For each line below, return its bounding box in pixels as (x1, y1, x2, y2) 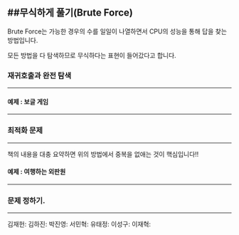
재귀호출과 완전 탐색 (7, 70, 72, 80)
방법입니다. (7, 36, 38, 44)
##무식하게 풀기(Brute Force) (7, 6, 133, 19)
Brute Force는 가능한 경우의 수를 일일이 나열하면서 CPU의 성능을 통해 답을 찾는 (7, 27, 228, 36)
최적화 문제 (7, 125, 43, 135)
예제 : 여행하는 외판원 (7, 167, 66, 176)
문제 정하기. (7, 195, 46, 205)
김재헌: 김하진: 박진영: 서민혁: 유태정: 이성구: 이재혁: (7, 220, 152, 229)
